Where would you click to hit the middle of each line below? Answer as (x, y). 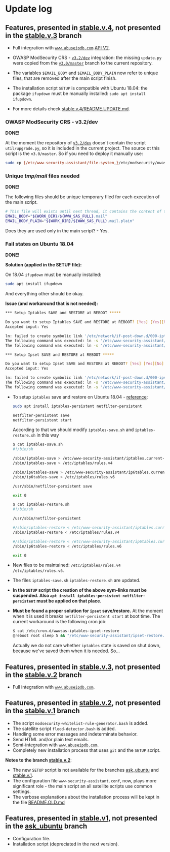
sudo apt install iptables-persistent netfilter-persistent (77, 406)
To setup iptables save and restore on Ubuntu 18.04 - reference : (80, 397)
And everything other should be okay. (45, 294)
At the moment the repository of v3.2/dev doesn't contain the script (76, 143)
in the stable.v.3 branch (44, 35)
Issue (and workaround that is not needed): (52, 303)
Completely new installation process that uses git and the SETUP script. (87, 750)
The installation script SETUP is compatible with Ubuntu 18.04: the (80, 88)
